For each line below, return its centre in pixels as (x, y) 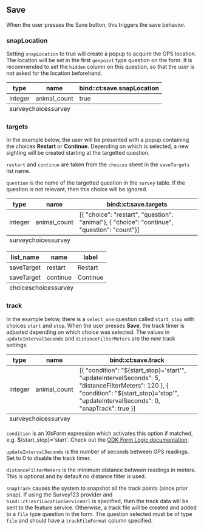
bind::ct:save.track (137, 360)
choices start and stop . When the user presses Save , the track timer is (96, 325)
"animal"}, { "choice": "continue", (126, 222)
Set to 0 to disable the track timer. (49, 458)
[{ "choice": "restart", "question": (126, 214)
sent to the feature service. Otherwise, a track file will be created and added (102, 507)
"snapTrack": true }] (107, 408)
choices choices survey (42, 288)
